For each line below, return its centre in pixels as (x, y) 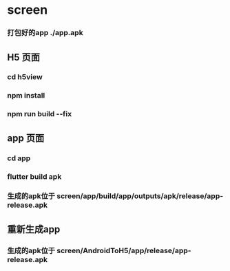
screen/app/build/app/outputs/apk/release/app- (140, 196)
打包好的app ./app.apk (45, 33)
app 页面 (26, 138)
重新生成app (34, 229)
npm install (26, 96)
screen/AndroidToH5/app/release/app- (124, 250)
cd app (19, 158)
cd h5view (25, 77)
